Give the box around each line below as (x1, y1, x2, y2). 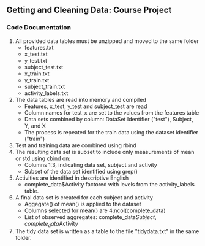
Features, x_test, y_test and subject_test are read (24, 102, 147, 110)
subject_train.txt (24, 83, 65, 90)
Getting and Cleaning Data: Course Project (6, 5, 172, 15)
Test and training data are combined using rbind (15, 141, 136, 149)
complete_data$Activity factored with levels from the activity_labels (24, 180, 195, 188)
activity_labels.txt (24, 89, 69, 97)
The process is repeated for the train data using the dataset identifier (24, 128, 199, 136)
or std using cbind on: (15, 155, 71, 162)
